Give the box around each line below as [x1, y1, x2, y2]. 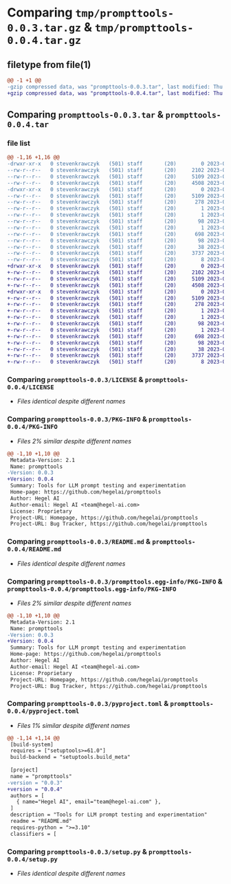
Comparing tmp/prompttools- [7, 5, 174, 21]
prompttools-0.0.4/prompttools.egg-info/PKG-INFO [7, 585, 177, 593]
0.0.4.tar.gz [7, 34, 81, 47]
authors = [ [10, 792, 45, 799]
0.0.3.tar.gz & [7, 19, 93, 35]
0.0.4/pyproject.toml [7, 707, 80, 716]
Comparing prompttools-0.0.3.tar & [7, 109, 164, 121]
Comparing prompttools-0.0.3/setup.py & [7, 847, 148, 857]
